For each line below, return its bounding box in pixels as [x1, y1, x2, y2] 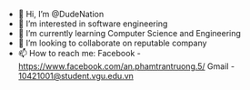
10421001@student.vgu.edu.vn [17, 71, 135, 81]
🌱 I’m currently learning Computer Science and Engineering [17, 28, 241, 38]
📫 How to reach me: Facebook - [17, 48, 141, 58]
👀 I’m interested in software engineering [17, 18, 168, 29]
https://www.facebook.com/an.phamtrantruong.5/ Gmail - [17, 61, 235, 72]
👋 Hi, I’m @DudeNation [17, 9, 105, 19]
